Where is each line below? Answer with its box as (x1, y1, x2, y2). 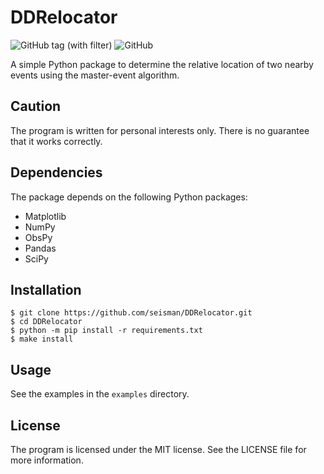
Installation (10, 281, 82, 298)
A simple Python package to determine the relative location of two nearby (10, 58, 314, 70)
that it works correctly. (10, 135, 103, 147)
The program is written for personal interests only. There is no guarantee (10, 124, 310, 136)
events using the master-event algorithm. (10, 69, 180, 81)
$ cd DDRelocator (10, 317, 83, 327)
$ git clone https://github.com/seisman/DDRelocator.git (10, 308, 253, 318)
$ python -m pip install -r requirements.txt (10, 326, 203, 336)
